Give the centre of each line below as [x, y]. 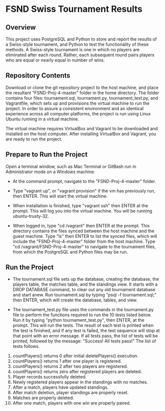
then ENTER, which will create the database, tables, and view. [75, 300]
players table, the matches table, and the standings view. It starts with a [85, 284]
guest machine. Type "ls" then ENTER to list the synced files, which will [85, 236]
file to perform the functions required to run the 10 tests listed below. [82, 315]
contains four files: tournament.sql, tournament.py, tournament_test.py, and [82, 98]
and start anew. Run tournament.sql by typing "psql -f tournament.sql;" [84, 295]
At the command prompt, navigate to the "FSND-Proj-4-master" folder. [84, 181]
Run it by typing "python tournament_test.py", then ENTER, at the [78, 320]
